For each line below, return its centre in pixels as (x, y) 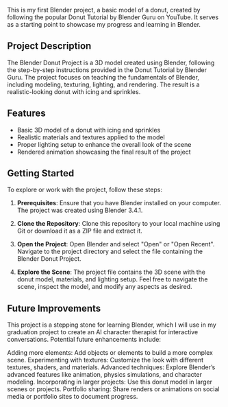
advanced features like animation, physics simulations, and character (104, 375)
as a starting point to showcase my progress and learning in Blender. (104, 24)
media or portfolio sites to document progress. (73, 397)
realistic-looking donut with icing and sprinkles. (74, 91)
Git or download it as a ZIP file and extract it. (79, 231)
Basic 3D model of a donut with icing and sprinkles (89, 130)
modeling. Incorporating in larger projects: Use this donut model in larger (110, 382)
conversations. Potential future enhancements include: (84, 340)
